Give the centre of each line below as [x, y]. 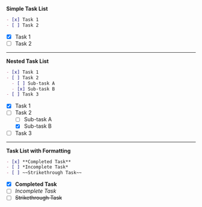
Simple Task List [27, 9]
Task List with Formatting [38, 151]
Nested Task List [28, 61]
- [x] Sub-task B [33, 89]
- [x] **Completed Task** [38, 161]
